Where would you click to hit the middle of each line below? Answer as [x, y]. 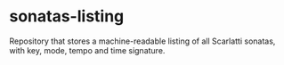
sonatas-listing [67, 16]
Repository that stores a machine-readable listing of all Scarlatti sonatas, [142, 41]
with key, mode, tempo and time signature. [87, 50]
